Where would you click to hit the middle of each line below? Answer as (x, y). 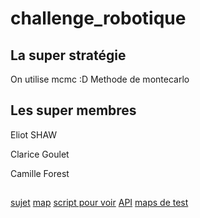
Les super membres (73, 110)
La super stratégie (68, 55)
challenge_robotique (98, 18)
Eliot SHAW (34, 134)
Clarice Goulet (40, 154)
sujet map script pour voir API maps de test (99, 203)
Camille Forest (40, 173)
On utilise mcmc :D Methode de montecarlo (100, 79)
